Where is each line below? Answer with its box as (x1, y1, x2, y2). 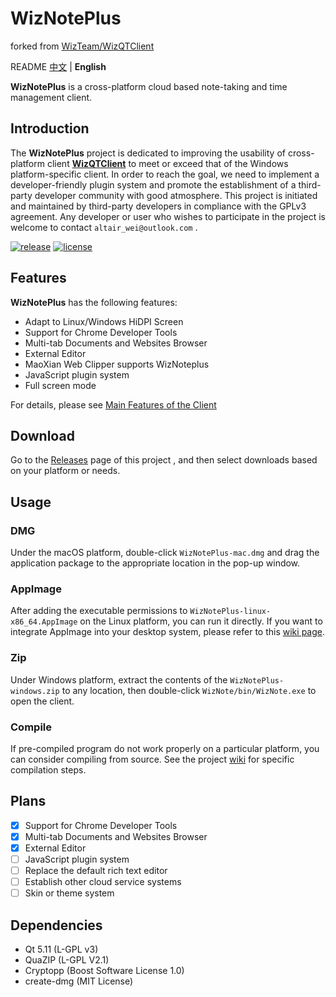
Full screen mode (24, 379, 97, 391)
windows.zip (10, 686, 60, 696)
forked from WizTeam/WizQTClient (10, 40, 155, 52)
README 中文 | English (10, 60, 107, 72)
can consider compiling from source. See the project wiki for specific (10, 753, 295, 765)
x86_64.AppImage (10, 617, 78, 627)
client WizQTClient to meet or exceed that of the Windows (46, 157, 289, 169)
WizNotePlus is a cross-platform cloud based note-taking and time (10, 80, 288, 92)
